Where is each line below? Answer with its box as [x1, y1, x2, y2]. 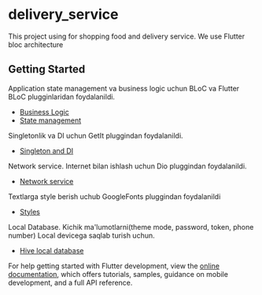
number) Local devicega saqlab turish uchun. [8, 230, 155, 240]
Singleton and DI [19, 146, 74, 155]
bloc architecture [8, 39, 64, 49]
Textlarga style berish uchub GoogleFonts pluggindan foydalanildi [8, 191, 221, 201]
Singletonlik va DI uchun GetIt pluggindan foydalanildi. [8, 131, 183, 140]
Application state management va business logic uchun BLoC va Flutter [8, 83, 240, 93]
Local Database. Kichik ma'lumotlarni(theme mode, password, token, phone [8, 222, 254, 231]
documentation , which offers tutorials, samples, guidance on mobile [8, 269, 228, 278]
